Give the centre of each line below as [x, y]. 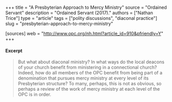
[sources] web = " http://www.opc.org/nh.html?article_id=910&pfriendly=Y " [84, 33]
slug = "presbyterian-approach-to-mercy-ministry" [59, 23]
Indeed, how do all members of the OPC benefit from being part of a [90, 73]
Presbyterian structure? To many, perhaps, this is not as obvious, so [90, 84]
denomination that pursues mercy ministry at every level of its [83, 78]
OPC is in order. [34, 94]
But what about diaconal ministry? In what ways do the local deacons [91, 62]
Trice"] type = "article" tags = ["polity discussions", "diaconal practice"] [81, 18]
